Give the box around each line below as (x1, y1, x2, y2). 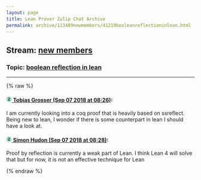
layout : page (6, 10, 39, 16)
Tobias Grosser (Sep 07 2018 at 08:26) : (13, 96, 113, 103)
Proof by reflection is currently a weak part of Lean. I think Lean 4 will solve (6, 150, 193, 157)
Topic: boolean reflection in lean (6, 63, 102, 71)
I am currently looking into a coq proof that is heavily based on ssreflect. (6, 109, 185, 117)
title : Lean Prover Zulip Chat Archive (6, 16, 106, 22)
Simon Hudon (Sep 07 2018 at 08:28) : (13, 136, 109, 144)
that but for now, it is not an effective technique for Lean (6, 156, 145, 163)
